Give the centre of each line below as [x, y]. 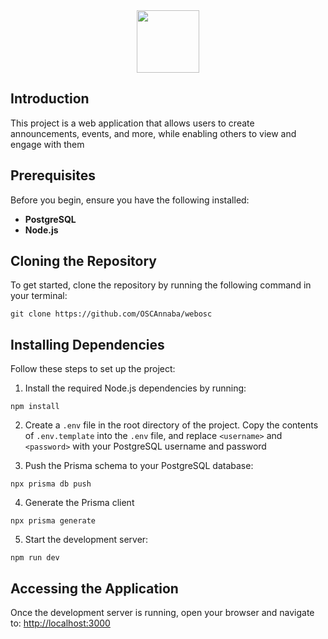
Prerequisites [53, 175]
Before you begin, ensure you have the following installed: [130, 200]
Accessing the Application [94, 588]
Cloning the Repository [83, 261]
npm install [35, 407]
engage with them [47, 144]
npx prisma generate [53, 521]
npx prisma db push [51, 484]
